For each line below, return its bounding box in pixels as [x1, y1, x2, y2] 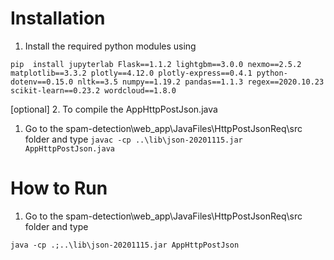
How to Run [10, 177, 108, 200]
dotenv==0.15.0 [10, 77, 74, 87]
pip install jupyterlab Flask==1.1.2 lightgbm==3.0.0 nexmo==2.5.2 [10, 59, 302, 69]
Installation [10, 7, 106, 30]
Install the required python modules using [24, 40, 197, 52]
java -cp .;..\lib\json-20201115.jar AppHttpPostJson [10, 240, 240, 250]
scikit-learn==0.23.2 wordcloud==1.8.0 [10, 85, 177, 96]
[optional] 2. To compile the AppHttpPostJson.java [10, 103, 218, 115]
